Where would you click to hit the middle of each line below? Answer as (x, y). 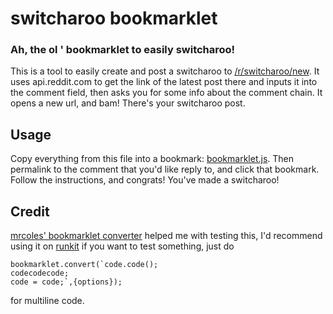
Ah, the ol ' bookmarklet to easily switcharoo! (123, 50)
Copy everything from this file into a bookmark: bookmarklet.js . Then (152, 159)
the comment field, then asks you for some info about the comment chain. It (166, 93)
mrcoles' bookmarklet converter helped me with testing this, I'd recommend (166, 236)
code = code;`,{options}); (66, 282)
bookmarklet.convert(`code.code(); (84, 265)
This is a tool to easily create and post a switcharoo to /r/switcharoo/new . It (165, 71)
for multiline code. (47, 301)
